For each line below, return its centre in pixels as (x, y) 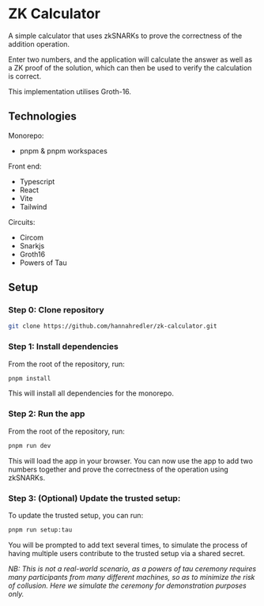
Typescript (37, 181)
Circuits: (22, 222)
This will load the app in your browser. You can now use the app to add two (130, 460)
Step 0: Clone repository (56, 310)
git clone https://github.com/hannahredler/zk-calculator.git (113, 326)
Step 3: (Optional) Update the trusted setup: (94, 498)
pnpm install (30, 378)
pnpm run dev (30, 445)
